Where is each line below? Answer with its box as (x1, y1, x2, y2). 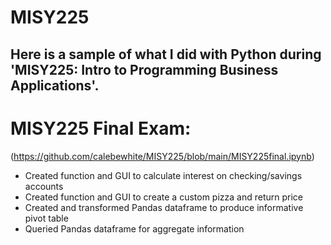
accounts (24, 180, 64, 192)
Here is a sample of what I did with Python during (10, 46, 322, 63)
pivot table (24, 212, 69, 224)
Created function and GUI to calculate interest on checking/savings (24, 169, 303, 181)
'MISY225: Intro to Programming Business (10, 61, 279, 78)
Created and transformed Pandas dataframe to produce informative (24, 201, 304, 213)
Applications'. (10, 77, 100, 94)
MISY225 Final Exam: (10, 117, 192, 140)
